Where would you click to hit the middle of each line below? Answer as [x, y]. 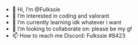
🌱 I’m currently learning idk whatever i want [67, 22]
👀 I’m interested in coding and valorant [61, 16]
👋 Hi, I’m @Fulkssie [36, 9]
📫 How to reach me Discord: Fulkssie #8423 [69, 36]
